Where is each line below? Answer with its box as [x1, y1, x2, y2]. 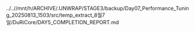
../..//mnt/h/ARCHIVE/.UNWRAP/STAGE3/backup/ [6, 5, 125, 11]
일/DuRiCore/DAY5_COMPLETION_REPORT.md [6, 19, 119, 25]
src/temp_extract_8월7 [51, 11, 105, 18]
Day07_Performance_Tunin [125, 5, 189, 11]
